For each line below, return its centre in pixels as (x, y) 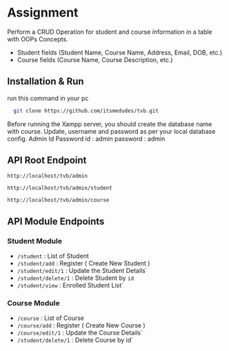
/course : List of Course (51, 318)
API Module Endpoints (56, 221)
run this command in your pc (48, 98)
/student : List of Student (53, 256)
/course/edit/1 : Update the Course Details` (80, 333)
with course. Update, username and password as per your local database (111, 131)
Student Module (34, 241)
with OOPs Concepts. (38, 39)
